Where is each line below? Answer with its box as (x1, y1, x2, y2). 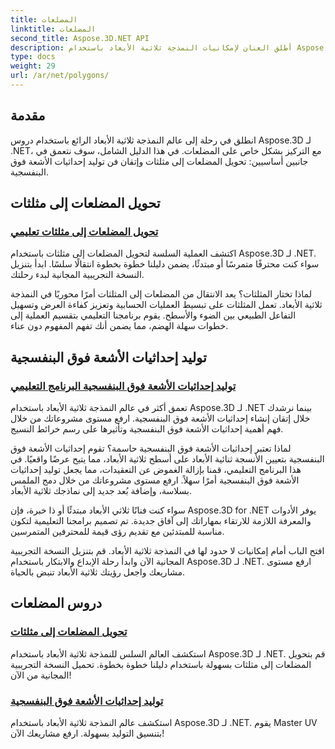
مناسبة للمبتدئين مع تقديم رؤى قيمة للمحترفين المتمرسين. (10, 526, 225, 538)
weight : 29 (10, 61, 56, 71)
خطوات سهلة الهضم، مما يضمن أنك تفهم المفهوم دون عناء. (10, 320, 229, 332)
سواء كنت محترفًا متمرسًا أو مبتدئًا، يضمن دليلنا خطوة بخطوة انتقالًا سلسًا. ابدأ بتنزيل (10, 258, 320, 270)
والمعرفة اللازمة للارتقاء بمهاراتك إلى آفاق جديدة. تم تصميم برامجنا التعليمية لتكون (10, 515, 312, 527)
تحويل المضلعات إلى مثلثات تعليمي (10, 225, 159, 238)
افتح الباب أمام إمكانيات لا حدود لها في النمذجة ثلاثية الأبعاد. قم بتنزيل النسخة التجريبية (10, 545, 325, 557)
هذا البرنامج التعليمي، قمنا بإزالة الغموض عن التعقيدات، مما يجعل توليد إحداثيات (10, 464, 302, 476)
